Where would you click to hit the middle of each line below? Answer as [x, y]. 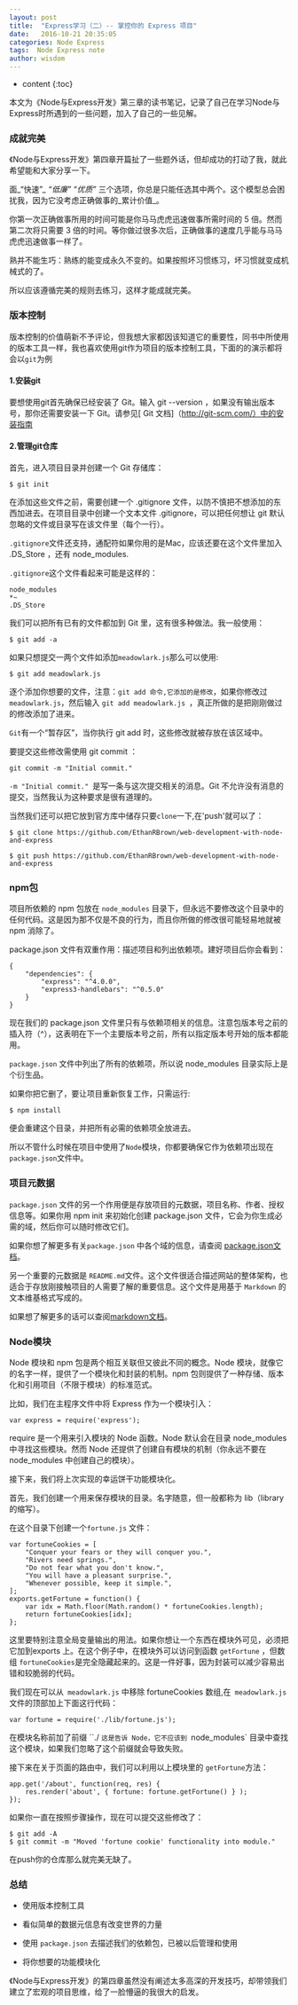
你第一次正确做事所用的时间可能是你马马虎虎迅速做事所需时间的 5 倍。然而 [146, 219]
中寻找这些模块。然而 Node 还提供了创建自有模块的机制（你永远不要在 [138, 1449]
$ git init [29, 484]
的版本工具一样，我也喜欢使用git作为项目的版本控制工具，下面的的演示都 [142, 348]
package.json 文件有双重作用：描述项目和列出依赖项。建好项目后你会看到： [148, 949]
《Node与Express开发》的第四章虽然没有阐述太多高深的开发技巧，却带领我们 [148, 1981]
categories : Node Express [57, 42]
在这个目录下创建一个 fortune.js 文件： [81, 1528]
